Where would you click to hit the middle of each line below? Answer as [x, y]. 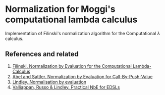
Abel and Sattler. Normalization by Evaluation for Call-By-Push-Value [82, 76]
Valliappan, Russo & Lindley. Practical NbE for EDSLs [66, 87]
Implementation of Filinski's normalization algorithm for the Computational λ [82, 33]
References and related [42, 54]
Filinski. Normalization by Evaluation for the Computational [72, 66]
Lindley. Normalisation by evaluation [49, 82]
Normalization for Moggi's [60, 9]
